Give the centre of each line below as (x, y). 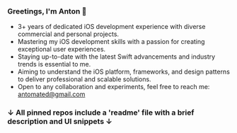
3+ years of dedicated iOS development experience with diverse (111, 27)
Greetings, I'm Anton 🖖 (47, 11)
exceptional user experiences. (62, 50)
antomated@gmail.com (51, 94)
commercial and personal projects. (68, 34)
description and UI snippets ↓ (60, 122)
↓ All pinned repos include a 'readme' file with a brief (101, 112)
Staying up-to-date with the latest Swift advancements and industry (116, 57)
